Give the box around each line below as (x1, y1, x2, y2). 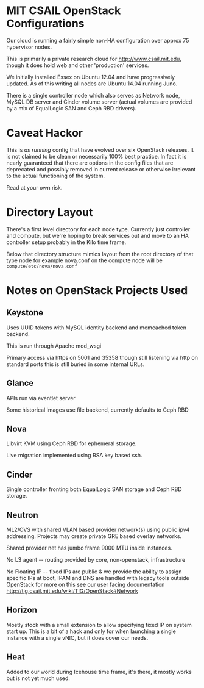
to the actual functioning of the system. (6, 172, 105, 179)
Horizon (6, 605, 38, 615)
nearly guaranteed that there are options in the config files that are (6, 159, 174, 167)
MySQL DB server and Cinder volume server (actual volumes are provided (6, 98, 192, 106)
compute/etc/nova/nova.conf (6, 263, 78, 269)
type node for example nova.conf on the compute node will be (6, 257, 163, 264)
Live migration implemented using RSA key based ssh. (6, 452, 142, 459)
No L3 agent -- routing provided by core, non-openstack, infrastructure (6, 556, 186, 564)
